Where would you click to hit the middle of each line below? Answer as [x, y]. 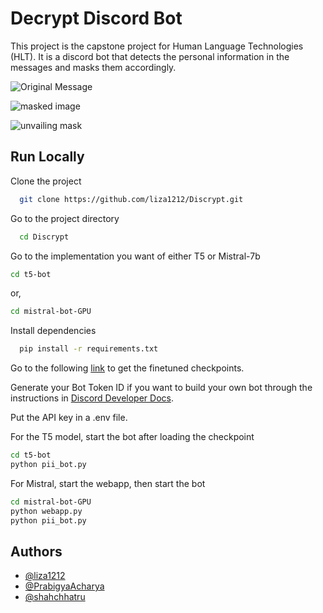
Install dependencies [53, 331]
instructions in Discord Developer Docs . [92, 398]
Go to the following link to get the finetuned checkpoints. [127, 368]
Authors [36, 551]
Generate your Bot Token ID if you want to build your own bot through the [161, 388]
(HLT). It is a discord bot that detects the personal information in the [150, 56]
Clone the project [46, 181]
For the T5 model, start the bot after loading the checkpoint [132, 437]
